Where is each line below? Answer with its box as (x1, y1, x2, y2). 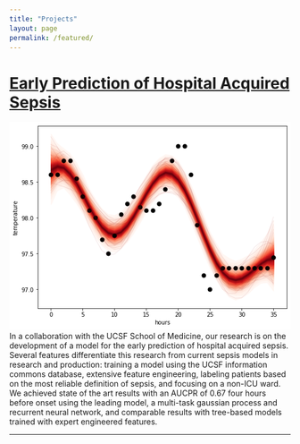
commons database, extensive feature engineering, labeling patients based (9, 369, 287, 380)
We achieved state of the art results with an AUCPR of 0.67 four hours (9, 388, 266, 398)
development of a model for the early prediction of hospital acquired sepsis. (9, 340, 288, 351)
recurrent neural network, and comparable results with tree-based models (9, 407, 283, 418)
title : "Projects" (9, 14, 78, 23)
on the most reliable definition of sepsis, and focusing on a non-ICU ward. (9, 379, 281, 389)
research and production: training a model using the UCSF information (9, 359, 268, 371)
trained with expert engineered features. (9, 416, 158, 427)
